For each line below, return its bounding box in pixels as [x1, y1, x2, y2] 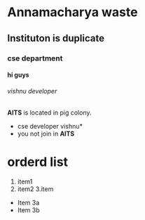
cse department [7, 53, 63, 63]
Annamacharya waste [7, 4, 138, 20]
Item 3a [17, 198, 40, 207]
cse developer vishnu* [17, 122, 83, 131]
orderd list [7, 154, 69, 170]
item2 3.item [17, 185, 54, 193]
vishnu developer [7, 86, 57, 95]
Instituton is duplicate [7, 32, 105, 44]
